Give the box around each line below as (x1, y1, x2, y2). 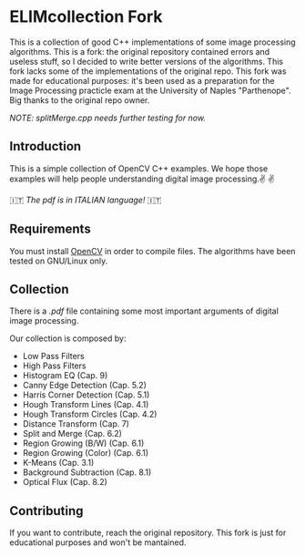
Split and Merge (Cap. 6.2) (22, 428, 123, 439)
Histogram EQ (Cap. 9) (22, 370, 108, 381)
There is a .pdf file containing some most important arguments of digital (9, 305, 280, 316)
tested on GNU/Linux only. (9, 255, 108, 266)
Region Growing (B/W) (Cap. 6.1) (22, 438, 145, 449)
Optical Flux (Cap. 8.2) (22, 477, 107, 488)
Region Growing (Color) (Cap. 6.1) (22, 448, 149, 459)
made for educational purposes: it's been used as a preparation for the (9, 75, 275, 86)
